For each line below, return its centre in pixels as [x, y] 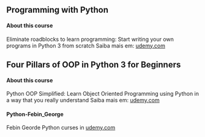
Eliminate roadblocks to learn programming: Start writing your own [90, 39]
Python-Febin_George [35, 114]
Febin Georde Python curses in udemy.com [61, 128]
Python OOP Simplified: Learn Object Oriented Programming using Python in [103, 94]
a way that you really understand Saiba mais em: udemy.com [83, 100]
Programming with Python [58, 10]
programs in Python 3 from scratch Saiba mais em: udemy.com [86, 46]
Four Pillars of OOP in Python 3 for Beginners [94, 64]
